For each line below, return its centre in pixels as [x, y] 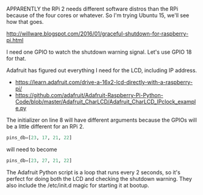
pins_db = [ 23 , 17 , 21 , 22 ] [39, 138]
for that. [16, 58]
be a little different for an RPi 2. [45, 127]
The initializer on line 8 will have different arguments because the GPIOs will [101, 120]
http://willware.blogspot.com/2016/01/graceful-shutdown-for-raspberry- [98, 34]
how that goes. [25, 22]
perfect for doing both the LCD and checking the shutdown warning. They [99, 178]
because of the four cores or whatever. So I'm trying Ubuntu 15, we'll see [98, 15]
